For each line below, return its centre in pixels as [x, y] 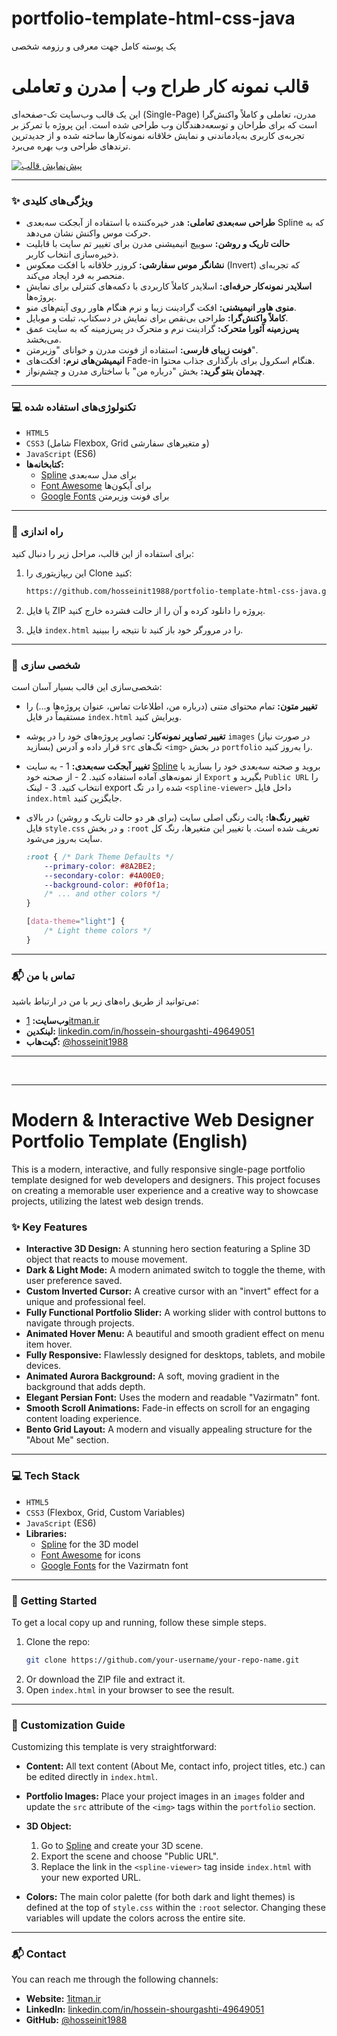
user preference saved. [74, 1281]
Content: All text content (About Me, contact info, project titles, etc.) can [175, 1766]
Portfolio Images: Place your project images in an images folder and [165, 1796]
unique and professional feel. [85, 1302]
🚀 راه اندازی [37, 532]
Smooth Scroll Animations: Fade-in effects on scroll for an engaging [168, 1408]
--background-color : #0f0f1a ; [107, 885]
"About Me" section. [67, 1440]
